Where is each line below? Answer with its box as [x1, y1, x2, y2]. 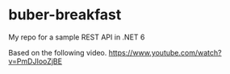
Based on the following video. [8, 47, 107, 57]
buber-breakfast [8, 6, 122, 24]
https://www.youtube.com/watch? [108, 47, 222, 57]
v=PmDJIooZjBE [8, 56, 63, 66]
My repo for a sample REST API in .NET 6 [8, 32, 145, 42]
